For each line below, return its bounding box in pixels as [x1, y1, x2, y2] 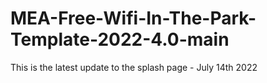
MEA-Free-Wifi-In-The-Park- [10, 7, 257, 30]
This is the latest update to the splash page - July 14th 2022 [10, 61, 258, 73]
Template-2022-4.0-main [10, 28, 230, 51]
